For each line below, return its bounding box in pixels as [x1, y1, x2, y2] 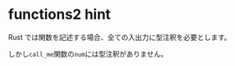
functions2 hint [8, 5, 111, 24]
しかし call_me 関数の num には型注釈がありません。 [8, 49, 168, 58]
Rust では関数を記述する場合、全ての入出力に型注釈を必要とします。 [8, 32, 231, 42]
